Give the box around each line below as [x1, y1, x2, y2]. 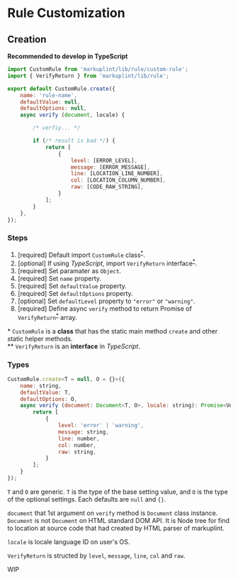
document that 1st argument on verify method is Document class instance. [7, 509, 218, 517]
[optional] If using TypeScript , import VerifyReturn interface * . [17, 258, 198, 268]
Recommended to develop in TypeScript [7, 52, 128, 60]
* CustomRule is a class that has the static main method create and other [7, 326, 218, 335]
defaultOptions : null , [20, 105, 87, 112]
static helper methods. [7, 334, 73, 343]
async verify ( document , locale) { [20, 111, 125, 118]
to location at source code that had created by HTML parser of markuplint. [7, 524, 225, 532]
